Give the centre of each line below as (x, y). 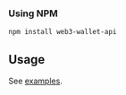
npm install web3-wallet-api (63, 32)
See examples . (36, 81)
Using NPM (34, 13)
